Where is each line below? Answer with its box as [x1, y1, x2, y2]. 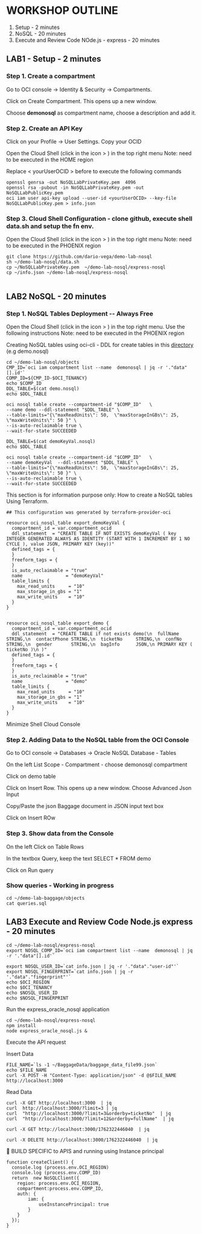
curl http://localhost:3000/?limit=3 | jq [6, 1105, 118, 1111]
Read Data [6, 1088, 32, 1095]
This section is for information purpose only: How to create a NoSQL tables [6, 491, 193, 498]
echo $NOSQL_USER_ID [6, 990, 58, 996]
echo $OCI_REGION [6, 979, 50, 985]
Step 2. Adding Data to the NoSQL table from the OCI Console [6, 736, 189, 744]
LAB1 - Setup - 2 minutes [6, 54, 101, 64]
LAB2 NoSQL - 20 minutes [6, 291, 107, 302]
